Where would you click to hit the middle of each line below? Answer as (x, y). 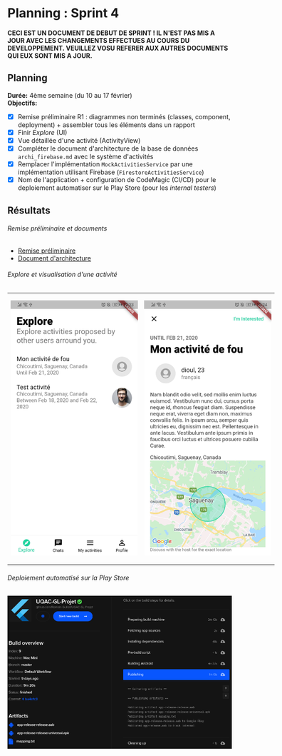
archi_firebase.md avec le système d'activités (85, 156)
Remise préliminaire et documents (57, 228)
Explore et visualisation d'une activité (62, 274)
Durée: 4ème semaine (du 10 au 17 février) (70, 95)
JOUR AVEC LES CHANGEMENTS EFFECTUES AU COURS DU (99, 40)
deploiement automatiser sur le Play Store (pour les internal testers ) (117, 188)
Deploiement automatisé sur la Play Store (68, 578)
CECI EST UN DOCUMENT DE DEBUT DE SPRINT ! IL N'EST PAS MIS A (111, 33)
